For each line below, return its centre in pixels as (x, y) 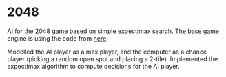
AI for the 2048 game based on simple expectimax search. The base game (113, 31)
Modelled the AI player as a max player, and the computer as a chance (107, 52)
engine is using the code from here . (58, 38)
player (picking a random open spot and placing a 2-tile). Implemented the (113, 58)
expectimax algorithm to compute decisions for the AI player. (94, 66)
